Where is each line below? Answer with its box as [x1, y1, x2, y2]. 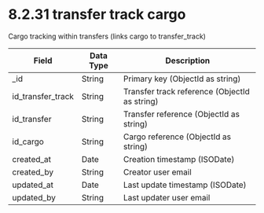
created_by [12, 167, 53, 178]
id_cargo [12, 136, 45, 147]
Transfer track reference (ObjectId [123, 86, 250, 97]
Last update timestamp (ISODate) [123, 179, 247, 190]
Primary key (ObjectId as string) [123, 73, 241, 84]
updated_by [12, 192, 57, 203]
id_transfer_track [12, 90, 75, 101]
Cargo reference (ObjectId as [123, 131, 232, 142]
